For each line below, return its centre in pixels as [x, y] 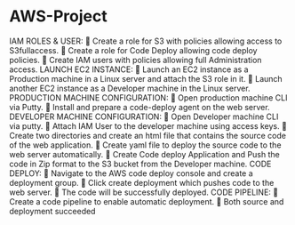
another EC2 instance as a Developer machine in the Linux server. [130, 88]
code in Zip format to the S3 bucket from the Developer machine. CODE [140, 164]
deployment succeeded [52, 211]
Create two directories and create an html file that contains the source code [148, 135]
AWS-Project [59, 16]
